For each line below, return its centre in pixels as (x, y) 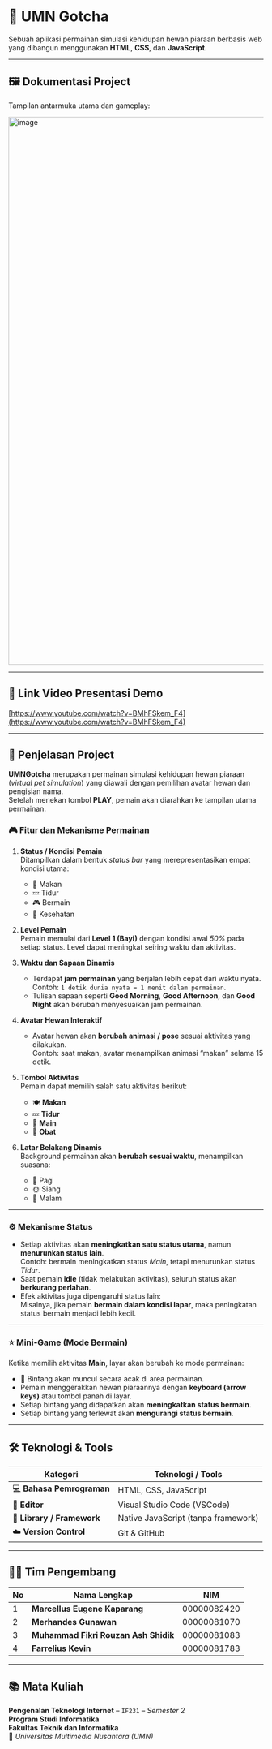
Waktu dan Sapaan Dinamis (67, 963)
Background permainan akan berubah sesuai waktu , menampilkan (132, 1156)
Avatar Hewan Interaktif (61, 1020)
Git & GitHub (141, 1533)
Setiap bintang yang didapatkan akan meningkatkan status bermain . (136, 1405)
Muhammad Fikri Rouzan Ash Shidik (103, 1635)
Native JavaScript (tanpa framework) (188, 1519)
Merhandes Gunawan (74, 1622)
